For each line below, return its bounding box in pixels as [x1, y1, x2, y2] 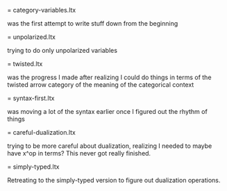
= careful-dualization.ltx [7, 128, 76, 136]
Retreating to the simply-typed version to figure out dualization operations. [7, 176, 221, 184]
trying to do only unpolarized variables [7, 47, 118, 54]
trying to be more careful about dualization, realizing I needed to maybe [7, 142, 212, 150]
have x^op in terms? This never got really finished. [7, 149, 151, 157]
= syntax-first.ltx [7, 94, 55, 102]
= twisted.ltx [7, 60, 43, 68]
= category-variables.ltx [7, 6, 76, 14]
